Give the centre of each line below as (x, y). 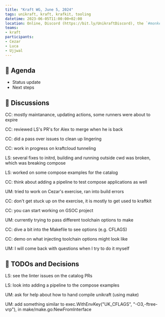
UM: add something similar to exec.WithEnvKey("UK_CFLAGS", (69, 304)
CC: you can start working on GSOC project (49, 211)
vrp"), (11, 309)
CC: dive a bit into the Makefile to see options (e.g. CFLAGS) (66, 230)
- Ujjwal (14, 50)
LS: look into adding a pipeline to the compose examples (62, 285)
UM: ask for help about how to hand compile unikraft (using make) (72, 294)
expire (12, 120)
